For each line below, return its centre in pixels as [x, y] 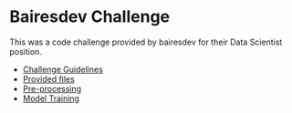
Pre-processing [52, 88]
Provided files [48, 78]
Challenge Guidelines [63, 69]
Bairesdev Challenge [90, 17]
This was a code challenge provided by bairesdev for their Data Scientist [146, 42]
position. [26, 51]
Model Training [51, 98]
